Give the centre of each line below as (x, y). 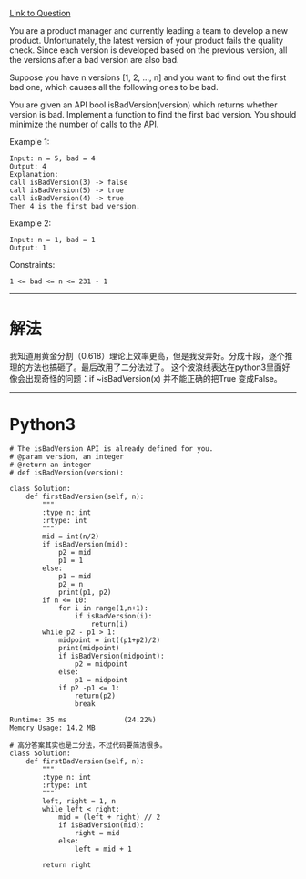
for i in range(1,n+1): (103, 608)
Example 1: (30, 142)
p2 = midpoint (101, 664)
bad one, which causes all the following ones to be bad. (114, 87)
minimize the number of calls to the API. (84, 124)
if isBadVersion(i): (113, 616)
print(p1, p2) (85, 592)
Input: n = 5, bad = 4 (52, 158)
